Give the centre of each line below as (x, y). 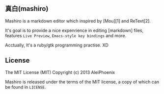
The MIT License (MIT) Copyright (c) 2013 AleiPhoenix (60, 72)
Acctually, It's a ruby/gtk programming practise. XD (57, 45)
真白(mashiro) (27, 9)
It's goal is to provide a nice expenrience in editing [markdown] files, (74, 30)
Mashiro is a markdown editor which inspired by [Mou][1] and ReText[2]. (78, 21)
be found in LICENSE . (26, 87)
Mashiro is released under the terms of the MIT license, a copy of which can (82, 82)
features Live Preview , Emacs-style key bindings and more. (66, 35)
